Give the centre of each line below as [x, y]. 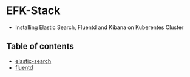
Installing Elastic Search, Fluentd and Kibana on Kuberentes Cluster [99, 27]
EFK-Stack [33, 11]
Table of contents [40, 46]
